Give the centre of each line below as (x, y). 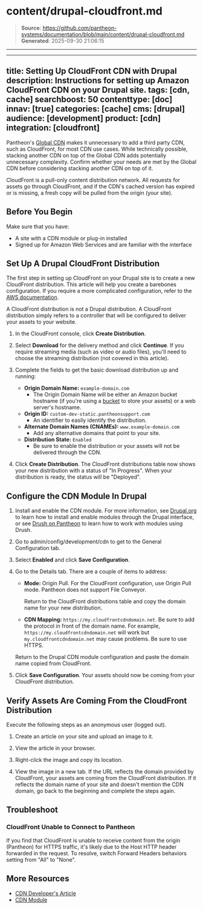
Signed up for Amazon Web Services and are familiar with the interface (103, 244)
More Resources (38, 879)
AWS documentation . (33, 297)
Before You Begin (40, 212)
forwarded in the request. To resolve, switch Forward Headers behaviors (97, 853)
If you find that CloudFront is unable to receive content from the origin (93, 840)
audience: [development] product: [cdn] (84, 118)
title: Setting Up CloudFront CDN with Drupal (92, 71)
